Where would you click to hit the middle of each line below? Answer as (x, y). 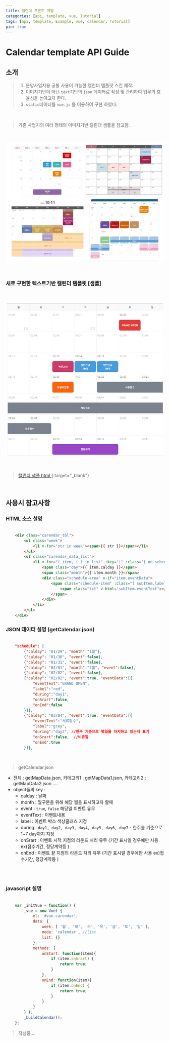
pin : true (16, 27)
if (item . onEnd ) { (70, 985)
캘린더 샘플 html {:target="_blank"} (54, 476)
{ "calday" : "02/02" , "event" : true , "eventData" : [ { (78, 678)
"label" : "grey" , (50, 726)
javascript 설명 (24, 889)
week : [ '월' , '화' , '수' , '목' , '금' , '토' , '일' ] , (96, 927)
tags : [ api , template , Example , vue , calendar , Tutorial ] (68, 21)
